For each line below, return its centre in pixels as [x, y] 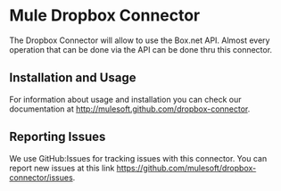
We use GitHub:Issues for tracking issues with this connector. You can [138, 158]
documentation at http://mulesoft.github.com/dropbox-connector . [130, 109]
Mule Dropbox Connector [105, 16]
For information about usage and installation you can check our [126, 99]
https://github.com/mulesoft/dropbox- [186, 168]
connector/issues [41, 177]
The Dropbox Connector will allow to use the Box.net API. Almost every [140, 40]
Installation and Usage [73, 78]
